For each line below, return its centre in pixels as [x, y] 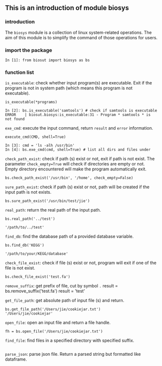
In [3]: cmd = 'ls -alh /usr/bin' [40, 146]
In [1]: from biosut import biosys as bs [48, 60]
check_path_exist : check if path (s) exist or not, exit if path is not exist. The [80, 159]
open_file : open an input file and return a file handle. [58, 323]
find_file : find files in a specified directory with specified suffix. [70, 341]
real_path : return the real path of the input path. [53, 210]
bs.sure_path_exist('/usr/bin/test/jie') [48, 201]
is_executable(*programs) [31, 102]
